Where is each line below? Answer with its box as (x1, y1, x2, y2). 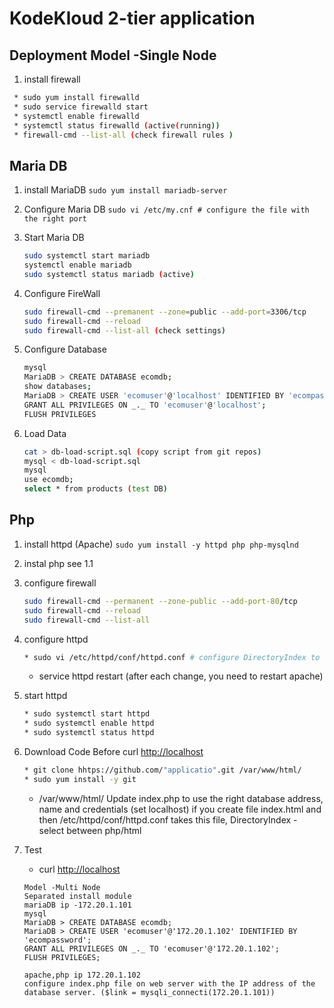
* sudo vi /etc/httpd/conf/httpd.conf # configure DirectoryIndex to (23, 652, 321, 662)
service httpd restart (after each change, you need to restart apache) (38, 670, 324, 682)
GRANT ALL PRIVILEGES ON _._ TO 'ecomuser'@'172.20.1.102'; (23, 943, 280, 954)
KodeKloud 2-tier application (9, 7, 256, 30)
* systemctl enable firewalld (13, 111, 140, 121)
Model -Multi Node (23, 882, 101, 892)
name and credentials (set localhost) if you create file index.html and (38, 803, 322, 815)
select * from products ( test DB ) (23, 484, 168, 494)
